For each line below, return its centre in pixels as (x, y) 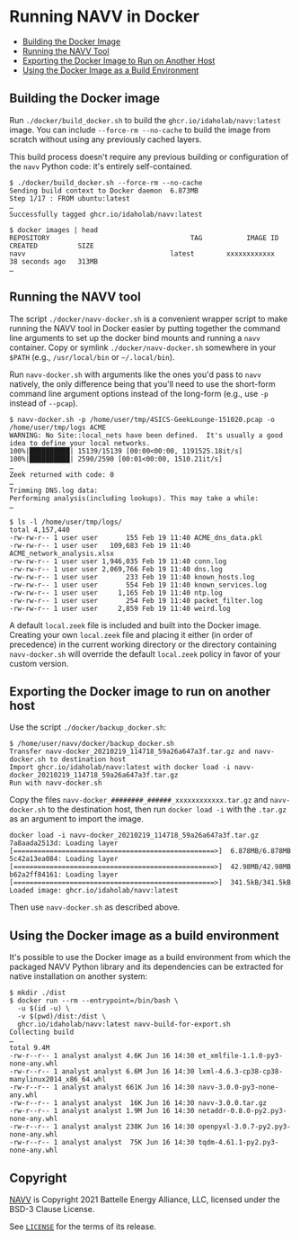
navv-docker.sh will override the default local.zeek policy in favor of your (145, 653)
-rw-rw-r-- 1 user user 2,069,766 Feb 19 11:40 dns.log (116, 569)
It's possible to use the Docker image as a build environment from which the (150, 957)
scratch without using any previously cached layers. (106, 139)
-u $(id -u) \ (44, 1009)
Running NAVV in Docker (105, 17)
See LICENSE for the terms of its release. (83, 1227)
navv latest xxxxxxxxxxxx (142, 254)
